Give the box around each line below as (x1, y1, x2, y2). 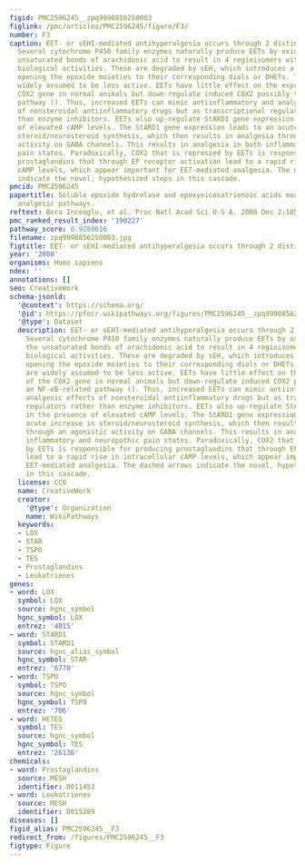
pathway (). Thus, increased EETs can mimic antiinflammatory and (17, 97, 274, 107)
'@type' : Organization (25, 503, 112, 512)
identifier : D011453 (17, 782, 95, 791)
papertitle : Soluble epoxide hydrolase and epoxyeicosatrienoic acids (9, 191, 282, 200)
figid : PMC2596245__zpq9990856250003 (9, 13, 152, 23)
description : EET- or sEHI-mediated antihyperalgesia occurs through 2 (17, 326, 295, 335)
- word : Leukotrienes (9, 790, 92, 800)
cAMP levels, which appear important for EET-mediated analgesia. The (17, 165, 290, 174)
